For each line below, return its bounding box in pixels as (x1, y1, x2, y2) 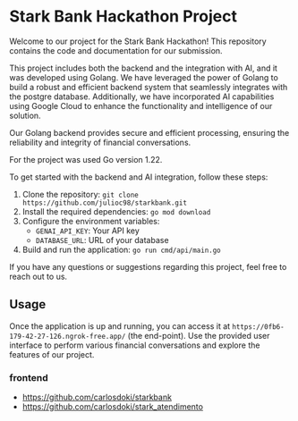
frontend (9, 371, 49, 383)
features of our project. (9, 349, 95, 359)
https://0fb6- (232, 322, 285, 332)
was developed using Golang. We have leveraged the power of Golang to (9, 72, 279, 82)
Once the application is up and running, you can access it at (9, 320, 231, 332)
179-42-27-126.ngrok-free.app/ (9, 332, 126, 341)
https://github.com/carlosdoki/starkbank (21, 392, 173, 403)
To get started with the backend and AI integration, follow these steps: (9, 172, 268, 182)
